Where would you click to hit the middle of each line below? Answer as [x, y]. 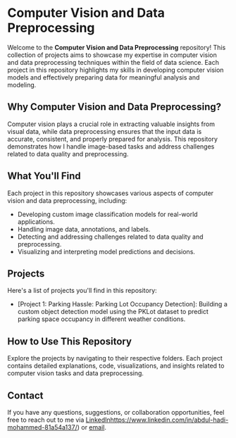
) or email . [92, 427]
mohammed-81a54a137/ [42, 427]
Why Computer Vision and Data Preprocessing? [114, 107]
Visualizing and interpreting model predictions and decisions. [106, 251]
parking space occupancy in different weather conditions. [101, 319]
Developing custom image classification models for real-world [108, 214]
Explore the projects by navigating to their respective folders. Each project [115, 358]
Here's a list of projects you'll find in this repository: [82, 291]
